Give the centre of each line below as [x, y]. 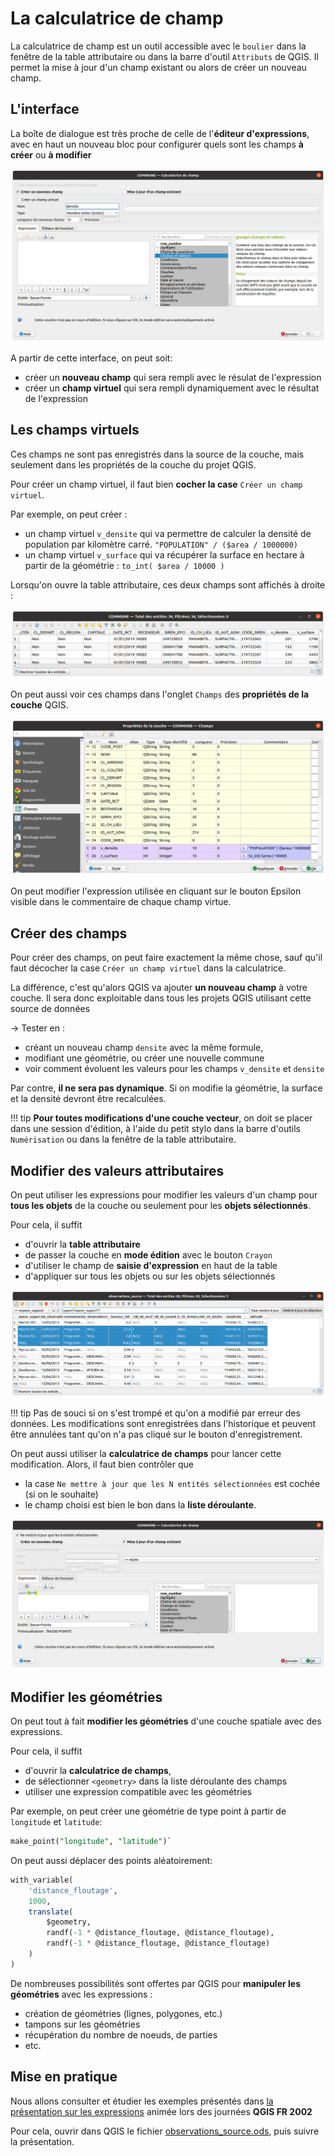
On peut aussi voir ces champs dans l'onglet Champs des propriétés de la [160, 694]
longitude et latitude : [56, 1821]
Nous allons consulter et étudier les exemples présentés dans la [142, 2101]
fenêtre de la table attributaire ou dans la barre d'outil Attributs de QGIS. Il [164, 56]
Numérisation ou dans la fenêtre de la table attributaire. [123, 1139]
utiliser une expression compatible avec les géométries [138, 1791]
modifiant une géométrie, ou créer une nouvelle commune [144, 1058]
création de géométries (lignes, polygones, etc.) [123, 2013]
